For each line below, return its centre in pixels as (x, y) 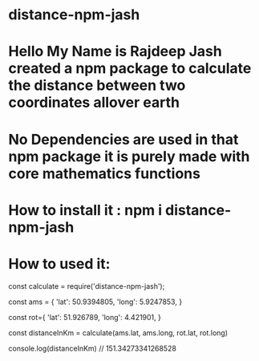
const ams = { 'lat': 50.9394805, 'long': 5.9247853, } (95, 302)
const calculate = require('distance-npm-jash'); (87, 286)
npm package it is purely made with (129, 156)
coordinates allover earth (94, 103)
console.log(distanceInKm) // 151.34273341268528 (92, 348)
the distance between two (97, 85)
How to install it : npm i (85, 210)
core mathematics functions (104, 173)
